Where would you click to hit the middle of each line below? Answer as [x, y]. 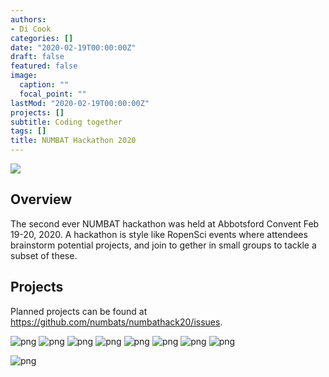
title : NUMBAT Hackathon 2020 [73, 141]
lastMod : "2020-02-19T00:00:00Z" [80, 103]
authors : [28, 19]
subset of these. [44, 255]
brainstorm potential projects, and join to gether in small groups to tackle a [163, 245]
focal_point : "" [53, 94]
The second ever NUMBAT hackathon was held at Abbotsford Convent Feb [165, 223]
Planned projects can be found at [79, 311]
